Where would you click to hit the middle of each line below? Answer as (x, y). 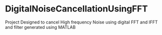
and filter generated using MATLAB (40, 27)
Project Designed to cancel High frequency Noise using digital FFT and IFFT (81, 22)
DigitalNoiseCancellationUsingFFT (76, 9)
